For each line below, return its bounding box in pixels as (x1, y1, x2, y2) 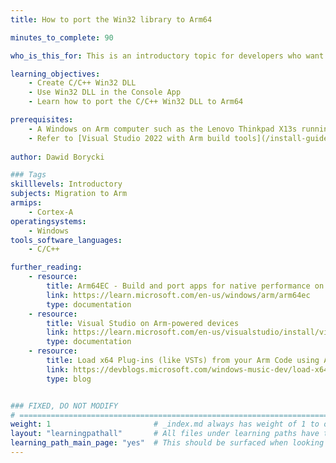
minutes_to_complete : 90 (10, 32, 114, 43)
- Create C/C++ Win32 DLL (28, 78, 137, 88)
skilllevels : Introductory (10, 179, 123, 190)
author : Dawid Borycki (10, 152, 105, 162)
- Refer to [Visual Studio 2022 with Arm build (28, 133, 230, 143)
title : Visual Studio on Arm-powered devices (46, 318, 240, 328)
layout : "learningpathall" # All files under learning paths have (10, 429, 320, 439)
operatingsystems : (10, 216, 87, 226)
